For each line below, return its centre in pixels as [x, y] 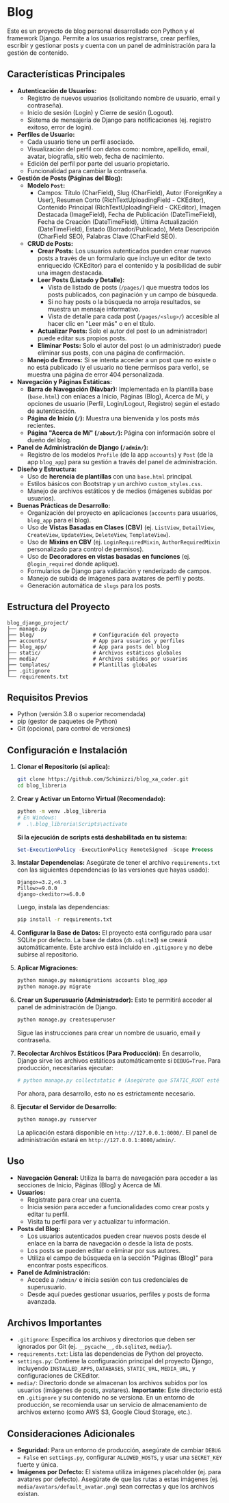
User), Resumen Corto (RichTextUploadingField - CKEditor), [121, 200]
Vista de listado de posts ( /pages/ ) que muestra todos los [129, 287]
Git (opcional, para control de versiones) [74, 729]
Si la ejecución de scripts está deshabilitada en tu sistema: [102, 837]
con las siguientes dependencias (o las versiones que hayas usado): [113, 870]
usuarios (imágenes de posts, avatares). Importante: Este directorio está [120, 1390]
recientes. [41, 425]
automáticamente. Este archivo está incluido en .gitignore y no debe [115, 947]
